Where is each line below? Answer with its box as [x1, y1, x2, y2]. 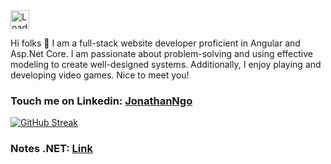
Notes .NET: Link [10, 142, 93, 156]
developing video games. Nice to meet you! [10, 69, 190, 81]
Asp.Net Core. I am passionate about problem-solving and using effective [10, 48, 313, 59]
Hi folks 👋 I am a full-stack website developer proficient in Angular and [10, 37, 301, 49]
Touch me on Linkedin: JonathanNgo [10, 94, 193, 108]
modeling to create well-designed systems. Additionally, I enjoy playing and [10, 59, 322, 70]
